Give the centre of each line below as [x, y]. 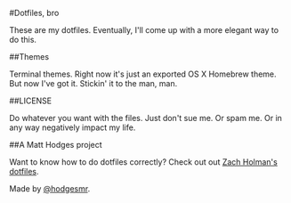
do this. [23, 40]
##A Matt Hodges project [56, 145]
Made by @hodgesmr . [50, 189]
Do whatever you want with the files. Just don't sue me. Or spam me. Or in [146, 118]
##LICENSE [30, 101]
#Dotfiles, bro [34, 13]
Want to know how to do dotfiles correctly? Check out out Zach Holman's [143, 162]
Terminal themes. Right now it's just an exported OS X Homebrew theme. [143, 74]
